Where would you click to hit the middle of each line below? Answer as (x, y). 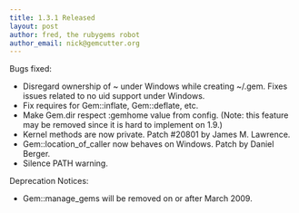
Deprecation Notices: (49, 181)
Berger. (36, 154)
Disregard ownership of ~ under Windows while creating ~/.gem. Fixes (155, 86)
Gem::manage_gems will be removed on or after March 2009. (137, 198)
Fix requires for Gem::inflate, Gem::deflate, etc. (110, 106)
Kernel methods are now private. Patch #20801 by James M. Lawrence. (156, 135)
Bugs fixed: (31, 69)
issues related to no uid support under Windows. (114, 96)
